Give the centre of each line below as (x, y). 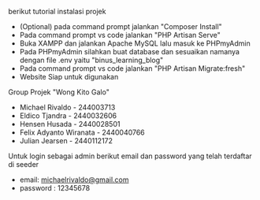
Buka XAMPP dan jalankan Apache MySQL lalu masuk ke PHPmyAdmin (135, 43)
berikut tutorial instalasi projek (57, 11)
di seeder (24, 164)
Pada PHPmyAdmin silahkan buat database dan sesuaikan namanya (130, 52)
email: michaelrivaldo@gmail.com (74, 180)
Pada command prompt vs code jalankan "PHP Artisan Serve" (120, 35)
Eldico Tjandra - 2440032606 (68, 116)
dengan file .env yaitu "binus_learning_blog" (91, 60)
